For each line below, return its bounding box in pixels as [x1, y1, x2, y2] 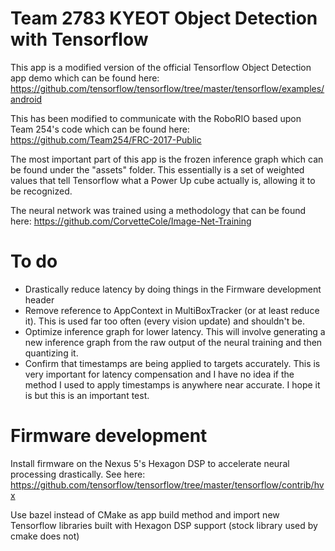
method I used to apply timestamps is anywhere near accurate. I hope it [24, 378, 321, 391]
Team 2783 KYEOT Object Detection [10, 7, 318, 30]
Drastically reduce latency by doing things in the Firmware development [24, 283, 322, 295]
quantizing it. [24, 347, 79, 359]
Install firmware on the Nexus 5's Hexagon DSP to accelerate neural [10, 457, 290, 469]
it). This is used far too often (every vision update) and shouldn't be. [24, 315, 306, 327]
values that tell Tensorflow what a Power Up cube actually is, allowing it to [10, 174, 316, 186]
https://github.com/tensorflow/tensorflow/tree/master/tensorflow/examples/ [10, 82, 325, 94]
